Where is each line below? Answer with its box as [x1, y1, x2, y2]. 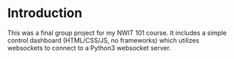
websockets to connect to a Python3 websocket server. [7, 43, 171, 52]
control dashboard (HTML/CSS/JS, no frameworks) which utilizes [7, 36, 200, 44]
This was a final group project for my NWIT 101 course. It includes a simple [7, 28, 227, 37]
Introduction [7, 5, 83, 21]
